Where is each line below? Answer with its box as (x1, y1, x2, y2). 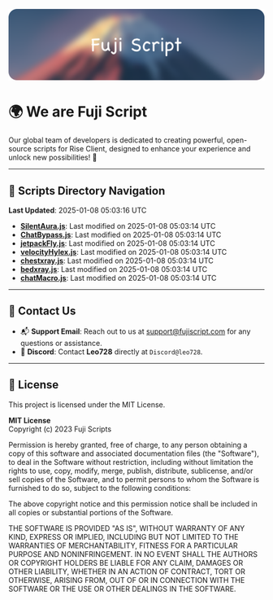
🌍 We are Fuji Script (8, 103, 148, 121)
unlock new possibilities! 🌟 (8, 152, 97, 163)
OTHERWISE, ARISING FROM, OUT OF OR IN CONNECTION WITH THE (8, 575, 245, 585)
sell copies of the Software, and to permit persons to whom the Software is (8, 474, 260, 484)
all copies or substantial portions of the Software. (8, 507, 173, 517)
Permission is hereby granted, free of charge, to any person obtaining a (8, 440, 248, 449)
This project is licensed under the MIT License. (8, 400, 166, 409)
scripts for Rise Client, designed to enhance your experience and (33, 144, 251, 154)
